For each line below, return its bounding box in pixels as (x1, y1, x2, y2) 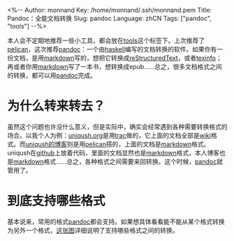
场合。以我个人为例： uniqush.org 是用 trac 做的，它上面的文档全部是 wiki (7, 131, 212, 139)
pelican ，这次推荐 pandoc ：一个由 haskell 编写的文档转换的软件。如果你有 (7, 45, 217, 53)
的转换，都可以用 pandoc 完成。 (7, 71, 96, 79)
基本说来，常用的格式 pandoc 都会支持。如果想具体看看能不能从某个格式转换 (7, 217, 225, 226)
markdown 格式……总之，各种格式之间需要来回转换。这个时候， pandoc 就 (13, 157, 224, 166)
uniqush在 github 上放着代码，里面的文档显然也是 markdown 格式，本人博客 (7, 148, 220, 157)
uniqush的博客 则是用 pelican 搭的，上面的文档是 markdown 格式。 (25, 139, 210, 148)
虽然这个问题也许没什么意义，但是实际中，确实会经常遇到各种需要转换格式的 (7, 122, 228, 131)
